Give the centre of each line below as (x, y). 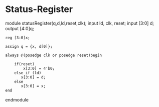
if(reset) (25, 64)
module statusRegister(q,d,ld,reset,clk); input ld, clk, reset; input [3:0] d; (80, 23)
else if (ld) (28, 73)
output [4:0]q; (20, 28)
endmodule (17, 99)
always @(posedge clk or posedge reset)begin (53, 55)
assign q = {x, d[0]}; (29, 46)
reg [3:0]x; (18, 38)
